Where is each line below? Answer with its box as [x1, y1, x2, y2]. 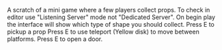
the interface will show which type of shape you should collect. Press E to [7, 21, 215, 28]
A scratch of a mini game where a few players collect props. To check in [7, 6, 210, 14]
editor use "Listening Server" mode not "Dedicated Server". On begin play [7, 13, 216, 21]
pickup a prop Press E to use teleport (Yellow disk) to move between [7, 27, 199, 36]
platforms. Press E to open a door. [7, 35, 103, 43]
